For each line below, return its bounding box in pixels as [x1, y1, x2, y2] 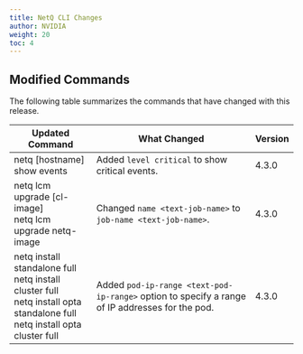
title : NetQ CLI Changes [9, 13, 103, 23]
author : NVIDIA [9, 22, 67, 31]
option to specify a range [140, 290, 246, 303]
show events [14, 164, 68, 177]
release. [9, 106, 40, 116]
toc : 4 [9, 38, 34, 48]
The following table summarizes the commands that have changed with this [9, 96, 290, 107]
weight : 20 [9, 30, 50, 39]
